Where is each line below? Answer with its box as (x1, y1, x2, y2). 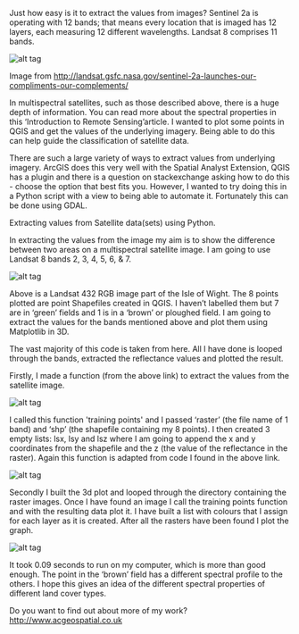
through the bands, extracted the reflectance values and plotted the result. (9, 353, 284, 363)
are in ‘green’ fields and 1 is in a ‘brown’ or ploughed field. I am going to (9, 307, 271, 318)
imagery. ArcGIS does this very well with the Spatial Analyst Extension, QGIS (9, 163, 290, 172)
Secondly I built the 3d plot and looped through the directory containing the (9, 487, 287, 497)
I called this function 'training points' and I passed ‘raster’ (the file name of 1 (9, 414, 288, 425)
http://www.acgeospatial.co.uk (9, 615, 123, 625)
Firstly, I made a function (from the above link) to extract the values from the (9, 371, 290, 380)
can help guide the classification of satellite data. (9, 136, 190, 146)
